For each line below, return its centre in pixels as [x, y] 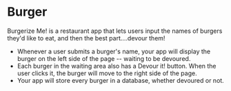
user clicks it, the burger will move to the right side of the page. [107, 73]
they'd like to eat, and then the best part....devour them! [86, 38]
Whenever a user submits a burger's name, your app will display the [114, 51]
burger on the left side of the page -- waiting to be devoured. [104, 58]
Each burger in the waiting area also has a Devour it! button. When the [117, 66]
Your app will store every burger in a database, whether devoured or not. [120, 80]
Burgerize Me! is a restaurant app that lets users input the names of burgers [115, 31]
